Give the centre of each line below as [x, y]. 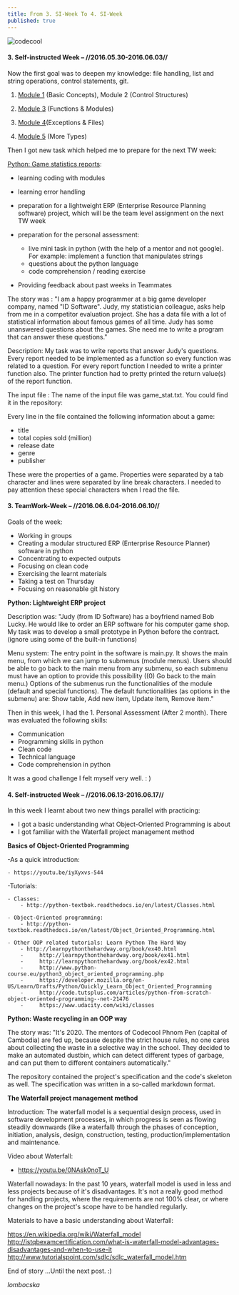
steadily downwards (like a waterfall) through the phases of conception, [113, 1127]
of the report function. [40, 381]
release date [36, 445]
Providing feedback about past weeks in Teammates [95, 285]
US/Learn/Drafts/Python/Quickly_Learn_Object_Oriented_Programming [110, 987]
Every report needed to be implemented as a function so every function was [119, 358]
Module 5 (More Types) [52, 136]
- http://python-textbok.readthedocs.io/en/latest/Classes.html [118, 905]
